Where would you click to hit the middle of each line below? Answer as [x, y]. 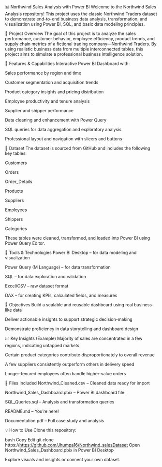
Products [14, 191]
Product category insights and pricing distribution [54, 92]
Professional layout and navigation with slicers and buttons [64, 139]
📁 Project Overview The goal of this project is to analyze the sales [71, 33]
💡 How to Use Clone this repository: [41, 430]
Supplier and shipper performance [39, 110]
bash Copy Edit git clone [29, 440]
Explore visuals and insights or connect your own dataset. [63, 459]
